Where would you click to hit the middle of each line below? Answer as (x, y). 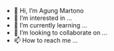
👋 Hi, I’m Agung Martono (49, 11)
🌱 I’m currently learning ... (50, 25)
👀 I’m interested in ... (43, 18)
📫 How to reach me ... (46, 40)
